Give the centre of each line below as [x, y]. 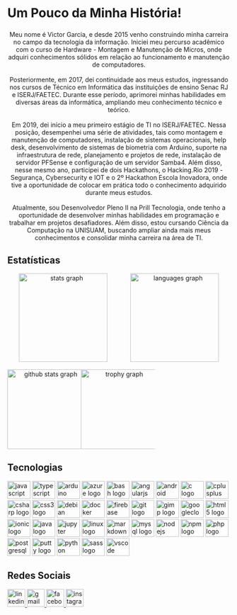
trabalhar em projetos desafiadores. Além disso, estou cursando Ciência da [119, 223]
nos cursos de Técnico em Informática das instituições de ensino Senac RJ [119, 87]
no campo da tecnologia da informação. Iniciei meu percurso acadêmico [119, 42]
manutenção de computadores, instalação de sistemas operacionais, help [119, 140]
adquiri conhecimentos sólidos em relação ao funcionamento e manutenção [119, 57]
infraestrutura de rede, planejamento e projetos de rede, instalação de [119, 155]
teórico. [119, 110]
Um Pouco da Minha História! [94, 13]
